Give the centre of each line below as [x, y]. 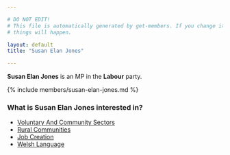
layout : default [30, 45]
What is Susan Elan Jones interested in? [75, 108]
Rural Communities [44, 130]
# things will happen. [39, 32]
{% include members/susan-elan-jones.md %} [73, 90]
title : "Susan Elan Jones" [46, 51]
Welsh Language [41, 144]
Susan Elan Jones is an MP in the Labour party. [75, 77]
